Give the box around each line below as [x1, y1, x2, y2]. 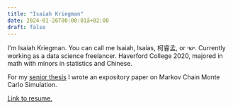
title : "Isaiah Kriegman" [7, 10, 84, 18]
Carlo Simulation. [7, 81, 58, 89]
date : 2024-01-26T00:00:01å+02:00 [7, 17, 110, 24]
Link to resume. [7, 94, 53, 103]
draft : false [7, 23, 46, 30]
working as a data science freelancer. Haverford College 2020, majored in [7, 52, 223, 60]
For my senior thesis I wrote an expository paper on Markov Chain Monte [7, 73, 221, 81]
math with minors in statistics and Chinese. [7, 59, 133, 68]
